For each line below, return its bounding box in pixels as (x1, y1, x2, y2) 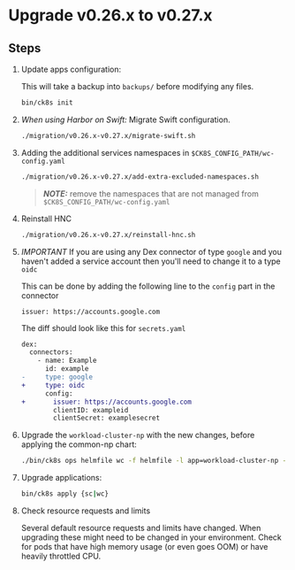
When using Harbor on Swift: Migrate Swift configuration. (20, 114, 231, 125)
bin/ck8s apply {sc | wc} (20, 489, 110, 498)
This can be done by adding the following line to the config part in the (20, 281, 276, 291)
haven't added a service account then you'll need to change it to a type (20, 256, 281, 266)
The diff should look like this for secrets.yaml (20, 322, 186, 333)
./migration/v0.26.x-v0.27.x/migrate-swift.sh (20, 131, 196, 140)
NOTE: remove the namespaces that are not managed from (42, 188, 260, 199)
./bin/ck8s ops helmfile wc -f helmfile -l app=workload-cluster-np (20, 457, 279, 466)
